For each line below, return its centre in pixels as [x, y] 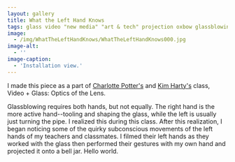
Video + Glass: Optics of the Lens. [57, 93]
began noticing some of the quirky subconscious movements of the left [110, 128]
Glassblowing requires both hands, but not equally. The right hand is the [111, 106]
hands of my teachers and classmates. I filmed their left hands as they [108, 136]
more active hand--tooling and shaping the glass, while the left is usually [112, 114]
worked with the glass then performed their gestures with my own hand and [116, 143]
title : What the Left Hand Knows [56, 20]
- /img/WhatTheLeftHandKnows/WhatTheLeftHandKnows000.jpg [100, 40]
